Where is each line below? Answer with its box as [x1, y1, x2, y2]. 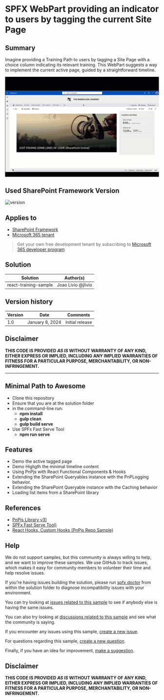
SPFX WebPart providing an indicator [5, 3, 159, 15]
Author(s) [64, 275, 85, 281]
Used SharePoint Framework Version [5, 186, 120, 195]
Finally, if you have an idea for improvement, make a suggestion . [5, 648, 135, 654]
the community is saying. [5, 619, 56, 625]
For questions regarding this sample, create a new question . [5, 638, 126, 644]
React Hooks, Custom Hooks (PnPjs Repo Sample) [12, 527, 114, 533]
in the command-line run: [12, 405, 63, 411]
